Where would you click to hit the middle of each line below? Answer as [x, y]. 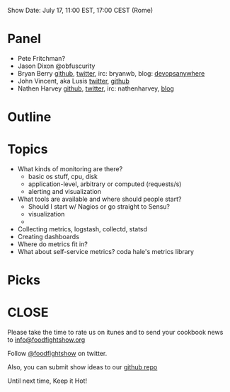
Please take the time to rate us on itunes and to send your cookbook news [115, 333]
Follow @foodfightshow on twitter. [57, 354]
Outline [29, 117]
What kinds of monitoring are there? [70, 169]
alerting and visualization [64, 192]
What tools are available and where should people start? [99, 199]
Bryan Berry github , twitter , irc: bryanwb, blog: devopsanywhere [111, 73]
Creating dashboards [48, 237]
